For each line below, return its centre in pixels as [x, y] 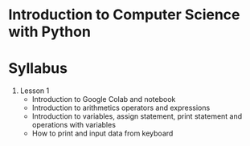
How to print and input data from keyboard [102, 133]
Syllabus [38, 69]
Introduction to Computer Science [124, 15]
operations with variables [74, 125]
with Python [49, 32]
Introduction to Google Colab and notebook [104, 99]
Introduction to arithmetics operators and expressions [121, 108]
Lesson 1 [35, 91]
